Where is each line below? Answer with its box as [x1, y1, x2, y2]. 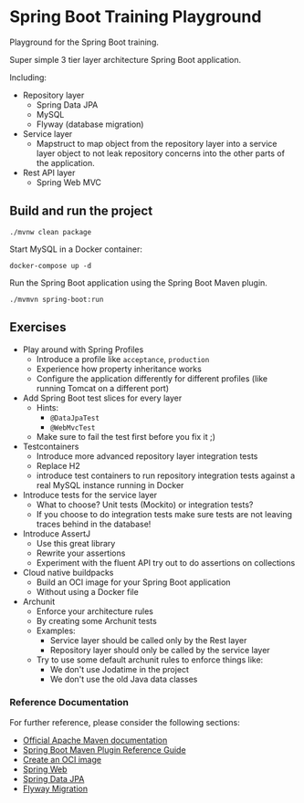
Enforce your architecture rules [36, 605, 153, 617]
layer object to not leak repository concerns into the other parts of [36, 148, 286, 159]
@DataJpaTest [49, 413, 100, 422]
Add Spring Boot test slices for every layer [22, 392, 183, 403]
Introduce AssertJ [22, 527, 91, 539]
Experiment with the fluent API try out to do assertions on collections [36, 557, 296, 568]
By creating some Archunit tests [36, 615, 157, 626]
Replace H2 [36, 460, 80, 471]
